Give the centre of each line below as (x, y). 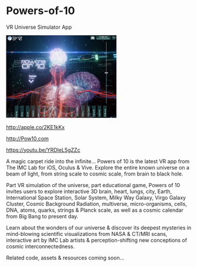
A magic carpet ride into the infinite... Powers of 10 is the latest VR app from (98, 161)
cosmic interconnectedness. (41, 246)
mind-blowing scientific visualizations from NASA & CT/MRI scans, (87, 234)
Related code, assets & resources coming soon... (65, 258)
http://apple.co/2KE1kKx (35, 127)
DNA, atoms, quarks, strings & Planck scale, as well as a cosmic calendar (95, 210)
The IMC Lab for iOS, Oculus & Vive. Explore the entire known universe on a (98, 167)
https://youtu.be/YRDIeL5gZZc (43, 150)
